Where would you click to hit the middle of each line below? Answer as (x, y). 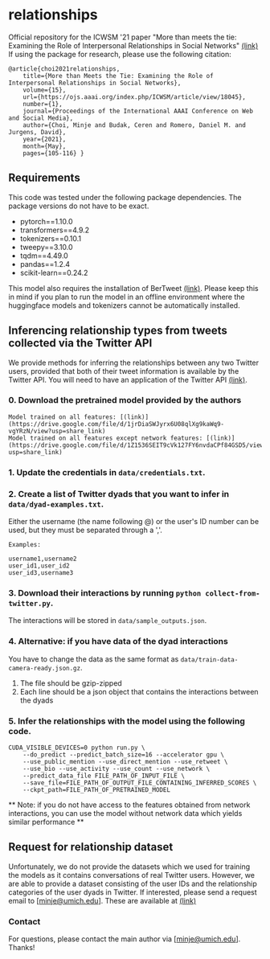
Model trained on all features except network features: (106, 438)
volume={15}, (45, 90)
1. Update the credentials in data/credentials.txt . (107, 472)
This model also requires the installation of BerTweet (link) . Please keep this (133, 288)
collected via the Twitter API (80, 343)
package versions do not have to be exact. (79, 206)
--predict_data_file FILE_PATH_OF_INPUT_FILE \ (104, 776)
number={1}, (43, 104)
